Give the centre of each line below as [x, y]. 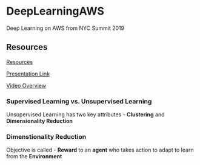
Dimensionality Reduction [39, 121]
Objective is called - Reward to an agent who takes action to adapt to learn [100, 150]
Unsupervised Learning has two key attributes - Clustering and [85, 114]
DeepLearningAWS [55, 11]
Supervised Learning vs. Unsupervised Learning [79, 101]
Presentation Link [28, 74]
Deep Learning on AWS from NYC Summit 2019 [65, 28]
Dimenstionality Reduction [46, 136]
